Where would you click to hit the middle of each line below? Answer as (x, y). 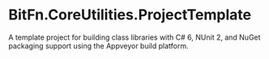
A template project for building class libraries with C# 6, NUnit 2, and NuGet (134, 37)
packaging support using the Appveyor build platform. (98, 45)
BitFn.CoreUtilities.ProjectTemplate (130, 15)
